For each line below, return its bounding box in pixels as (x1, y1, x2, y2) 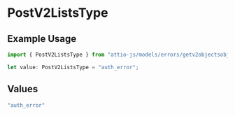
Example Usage (7, 33, 77, 45)
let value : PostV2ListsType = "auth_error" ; (7, 64, 139, 71)
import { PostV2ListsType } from (7, 51, 105, 58)
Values (7, 83, 38, 95)
